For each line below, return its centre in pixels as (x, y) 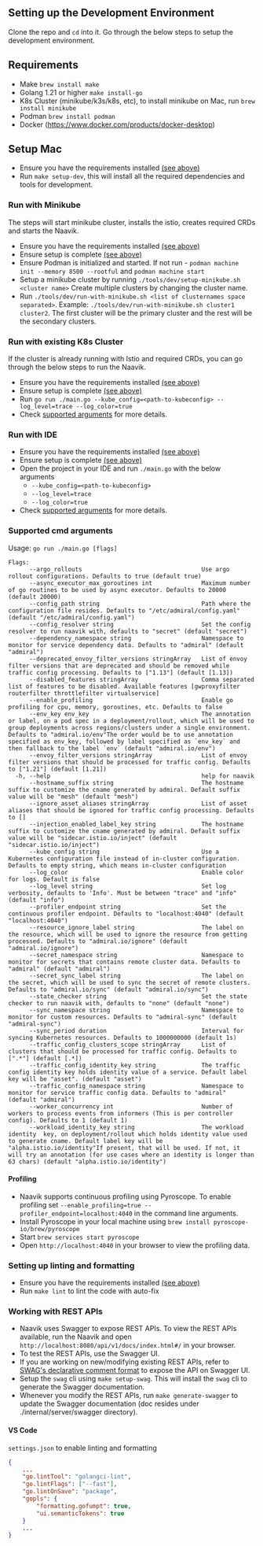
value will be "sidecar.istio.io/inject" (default (93, 838)
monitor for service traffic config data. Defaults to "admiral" (117, 1093)
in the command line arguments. (186, 1213)
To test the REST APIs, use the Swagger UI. (89, 1354)
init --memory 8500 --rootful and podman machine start (112, 271)
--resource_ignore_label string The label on (136, 927)
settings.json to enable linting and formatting (82, 1448)
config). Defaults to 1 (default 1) (68, 1120)
